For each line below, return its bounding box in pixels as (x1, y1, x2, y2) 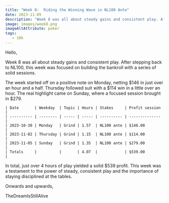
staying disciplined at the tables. (5, 173, 72, 179)
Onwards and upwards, (5, 183, 54, 189)
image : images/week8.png (5, 21, 57, 27)
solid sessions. (5, 70, 36, 76)
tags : (5, 31, 17, 36)
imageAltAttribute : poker (5, 26, 59, 31)
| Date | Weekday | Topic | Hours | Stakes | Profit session (5, 105, 161, 110)
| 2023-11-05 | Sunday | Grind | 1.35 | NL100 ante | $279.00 (5, 141, 145, 146)
